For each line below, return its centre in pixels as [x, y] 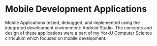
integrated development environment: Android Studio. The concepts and [78, 27]
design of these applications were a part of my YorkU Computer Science [79, 33]
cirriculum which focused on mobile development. [56, 38]
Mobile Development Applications [76, 9]
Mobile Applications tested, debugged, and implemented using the [73, 23]
